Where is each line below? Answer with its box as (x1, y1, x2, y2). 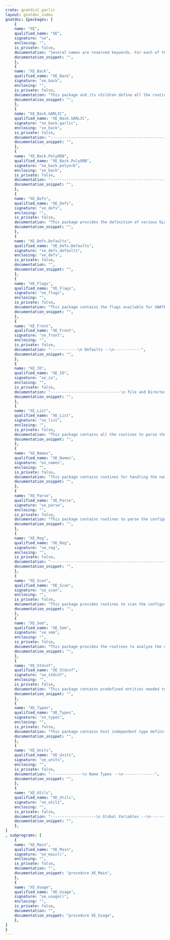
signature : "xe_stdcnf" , (14, 673, 67, 678)
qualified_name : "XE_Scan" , (14, 583, 73, 588)
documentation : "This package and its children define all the (14, 92, 151, 97)
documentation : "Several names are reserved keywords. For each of (14, 50, 159, 55)
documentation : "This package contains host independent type (14, 729, 148, 734)
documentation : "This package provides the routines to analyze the (14, 644, 162, 649)
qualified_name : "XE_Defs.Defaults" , (14, 243, 94, 249)
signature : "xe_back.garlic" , (14, 120, 78, 126)
